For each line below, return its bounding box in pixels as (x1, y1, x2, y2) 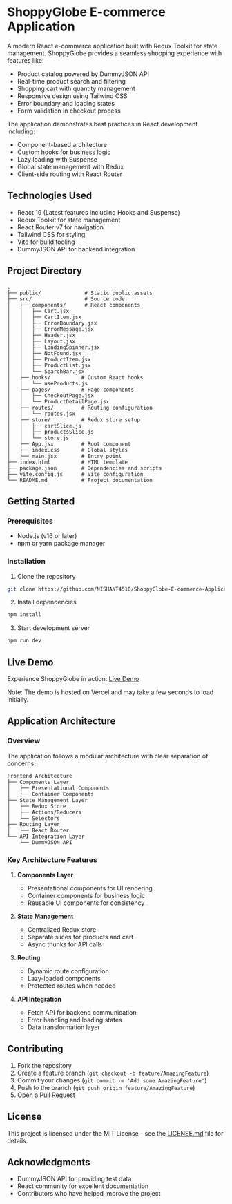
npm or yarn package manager (17, 539, 106, 548)
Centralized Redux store (27, 925, 97, 933)
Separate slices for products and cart (27, 933, 134, 941)
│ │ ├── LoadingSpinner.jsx (7, 343, 100, 351)
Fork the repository (17, 1061, 72, 1069)
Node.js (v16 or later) (17, 532, 77, 540)
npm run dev (7, 637, 41, 644)
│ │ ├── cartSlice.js (7, 422, 81, 429)
